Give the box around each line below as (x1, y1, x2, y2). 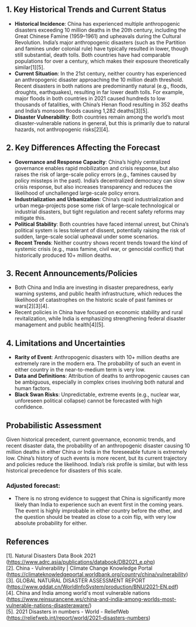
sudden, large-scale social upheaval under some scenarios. (14, 233, 159, 240)
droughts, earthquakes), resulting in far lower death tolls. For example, (14, 88, 184, 95)
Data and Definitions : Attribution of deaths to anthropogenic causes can (14, 373, 190, 380)
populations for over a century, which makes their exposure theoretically (14, 57, 190, 64)
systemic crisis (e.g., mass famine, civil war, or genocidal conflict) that (14, 245, 184, 252)
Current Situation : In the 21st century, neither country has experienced (14, 70, 187, 77)
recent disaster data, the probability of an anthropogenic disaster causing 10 (6, 442, 190, 449)
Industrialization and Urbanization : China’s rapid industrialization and (14, 195, 184, 202)
